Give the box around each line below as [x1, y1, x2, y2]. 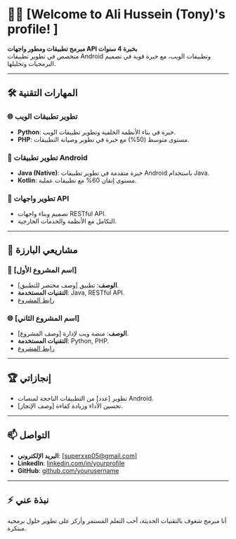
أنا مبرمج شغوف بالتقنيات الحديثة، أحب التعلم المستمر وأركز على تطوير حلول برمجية [7, 516, 227, 525]
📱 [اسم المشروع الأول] [7, 265, 77, 274]
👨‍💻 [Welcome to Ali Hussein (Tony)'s [7, 6, 226, 22]
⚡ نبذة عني [7, 494, 49, 506]
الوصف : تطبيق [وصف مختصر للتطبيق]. [17, 281, 119, 289]
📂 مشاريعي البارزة [7, 244, 78, 255]
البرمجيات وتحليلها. [7, 59, 56, 67]
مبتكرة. [7, 524, 27, 532]
